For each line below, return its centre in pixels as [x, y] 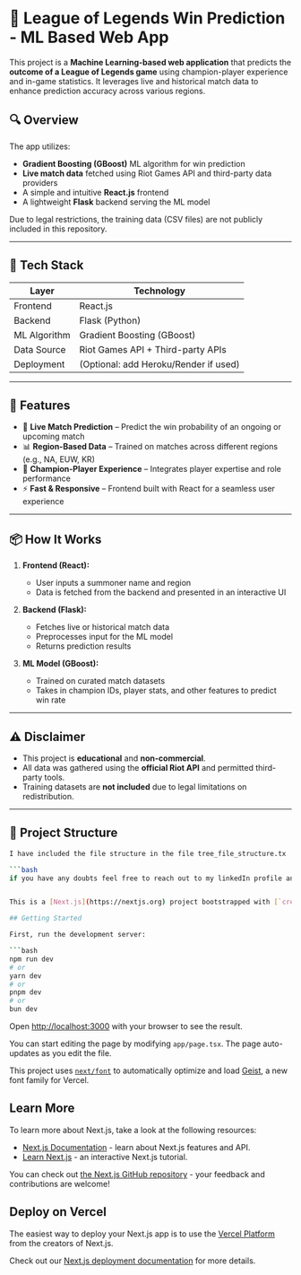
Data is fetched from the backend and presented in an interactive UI [161, 592]
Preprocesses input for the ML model [104, 637]
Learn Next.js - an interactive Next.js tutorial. [105, 1157]
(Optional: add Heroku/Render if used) [159, 364]
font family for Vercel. [49, 1080]
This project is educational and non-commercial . [114, 758]
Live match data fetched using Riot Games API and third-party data [147, 173]
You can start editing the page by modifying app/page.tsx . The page [135, 1044]
